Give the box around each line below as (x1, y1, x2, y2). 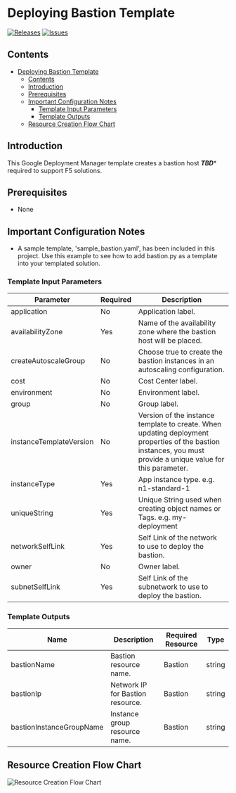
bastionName (11, 659, 55, 669)
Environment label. (138, 388, 200, 398)
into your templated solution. (17, 259, 100, 268)
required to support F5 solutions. (7, 166, 103, 175)
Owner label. (138, 562, 181, 571)
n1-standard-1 (138, 483, 190, 493)
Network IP (110, 680, 147, 690)
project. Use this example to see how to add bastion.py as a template (17, 252, 218, 260)
